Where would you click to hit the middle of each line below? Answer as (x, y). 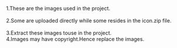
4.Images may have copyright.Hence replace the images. (75, 39)
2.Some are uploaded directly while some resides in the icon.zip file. (89, 21)
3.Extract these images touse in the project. (59, 33)
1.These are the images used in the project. (58, 8)
